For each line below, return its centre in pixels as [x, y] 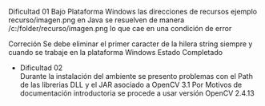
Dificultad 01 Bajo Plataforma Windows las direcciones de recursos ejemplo [133, 12]
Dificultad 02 [41, 68]
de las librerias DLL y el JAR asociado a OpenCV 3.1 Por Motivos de [131, 84]
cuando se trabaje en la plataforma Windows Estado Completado [115, 52]
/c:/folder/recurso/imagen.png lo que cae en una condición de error [120, 28]
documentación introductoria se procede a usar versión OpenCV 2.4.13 [137, 93]
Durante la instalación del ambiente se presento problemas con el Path [137, 76]
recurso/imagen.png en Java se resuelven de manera [96, 20]
